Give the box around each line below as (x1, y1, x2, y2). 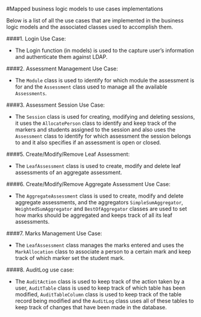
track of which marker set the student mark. (15, 255, 125, 261)
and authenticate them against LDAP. (15, 53, 108, 60)
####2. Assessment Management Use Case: (6, 65, 118, 72)
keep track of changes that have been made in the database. (15, 304, 167, 311)
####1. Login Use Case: (6, 35, 67, 42)
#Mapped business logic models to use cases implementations (6, 5, 163, 12)
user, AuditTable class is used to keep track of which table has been (15, 284, 186, 292)
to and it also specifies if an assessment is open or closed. (15, 139, 162, 146)
